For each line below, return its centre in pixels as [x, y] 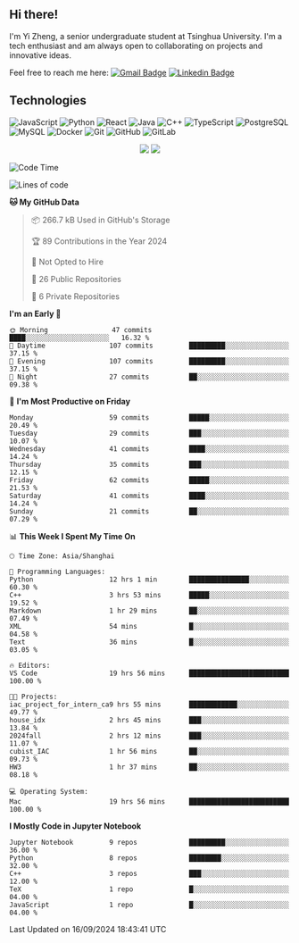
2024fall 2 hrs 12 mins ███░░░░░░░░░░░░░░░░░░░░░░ [149, 736]
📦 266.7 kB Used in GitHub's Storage [100, 220]
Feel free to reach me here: [59, 72]
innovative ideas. [40, 55]
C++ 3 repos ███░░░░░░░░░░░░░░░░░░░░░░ [149, 873]
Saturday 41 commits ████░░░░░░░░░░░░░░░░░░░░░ [149, 496]
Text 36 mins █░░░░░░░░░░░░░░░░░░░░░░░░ [149, 642]
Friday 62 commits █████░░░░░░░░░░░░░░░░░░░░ [149, 480]
